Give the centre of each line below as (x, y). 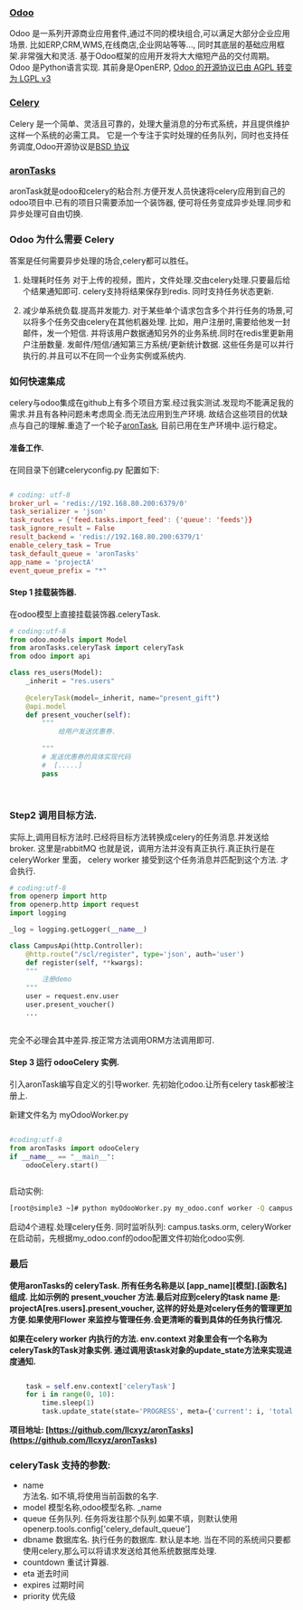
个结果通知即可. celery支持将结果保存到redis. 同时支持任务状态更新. (148, 291)
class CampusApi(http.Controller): (76, 946)
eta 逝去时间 (46, 1574)
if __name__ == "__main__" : (62, 1157)
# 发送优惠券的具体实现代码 (86, 757)
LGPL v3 (35, 79)
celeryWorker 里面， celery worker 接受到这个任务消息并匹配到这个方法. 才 (149, 859)
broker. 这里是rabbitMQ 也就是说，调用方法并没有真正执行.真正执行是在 (142, 848)
